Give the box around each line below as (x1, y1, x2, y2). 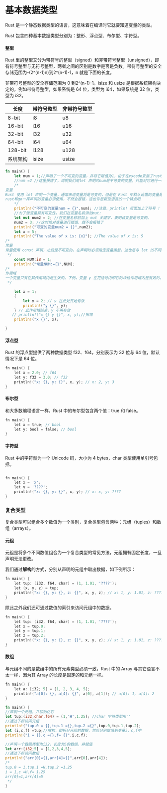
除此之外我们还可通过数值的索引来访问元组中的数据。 (5, 604, 114, 610)
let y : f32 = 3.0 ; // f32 (14, 375, 68, 380)
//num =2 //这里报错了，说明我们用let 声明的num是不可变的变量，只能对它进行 (14, 178, 158, 183)
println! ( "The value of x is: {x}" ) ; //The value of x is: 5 (14, 234, 143, 239)
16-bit (7, 123, 24, 130)
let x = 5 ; (14, 229, 37, 234)
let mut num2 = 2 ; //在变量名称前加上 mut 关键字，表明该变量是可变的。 (14, 215, 152, 220)
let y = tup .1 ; (14, 628, 46, 633)
